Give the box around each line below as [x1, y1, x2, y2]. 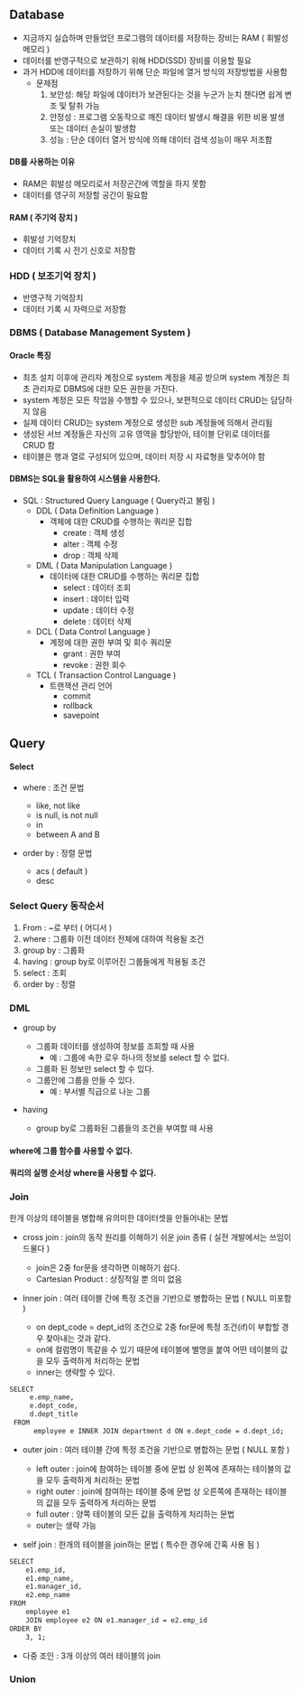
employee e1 [25, 1608, 70, 1617]
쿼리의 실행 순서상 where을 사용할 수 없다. [9, 1168, 157, 1179]
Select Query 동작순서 [9, 899, 105, 912]
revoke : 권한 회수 [62, 659, 127, 670]
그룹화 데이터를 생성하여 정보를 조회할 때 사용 [35, 1041, 196, 1052]
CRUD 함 [22, 439, 56, 450]
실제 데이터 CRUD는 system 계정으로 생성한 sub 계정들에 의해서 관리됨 [22, 417, 273, 428]
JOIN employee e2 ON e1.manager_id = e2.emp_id [25, 1615, 207, 1625]
